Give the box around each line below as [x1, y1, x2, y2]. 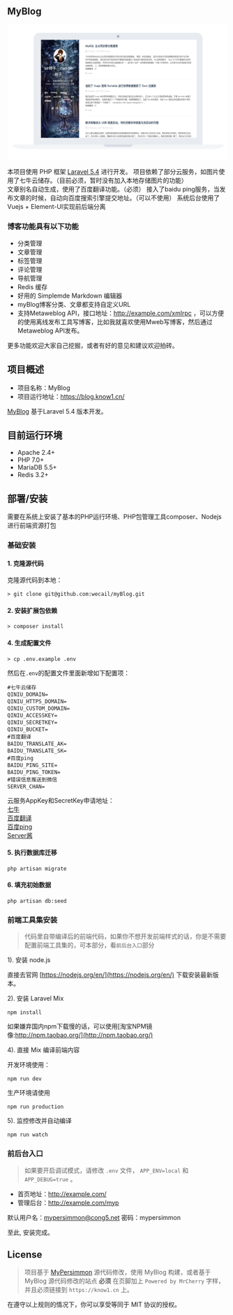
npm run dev [7, 1075, 42, 1082]
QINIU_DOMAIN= [7, 691, 49, 698]
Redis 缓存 [17, 282, 48, 291]
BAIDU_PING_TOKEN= [7, 769, 61, 776]
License [7, 1249, 43, 1260]
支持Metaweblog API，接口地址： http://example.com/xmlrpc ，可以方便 [17, 309, 225, 317]
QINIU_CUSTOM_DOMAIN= [7, 705, 70, 712]
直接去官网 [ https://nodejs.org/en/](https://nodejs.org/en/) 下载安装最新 [7, 971, 213, 979]
